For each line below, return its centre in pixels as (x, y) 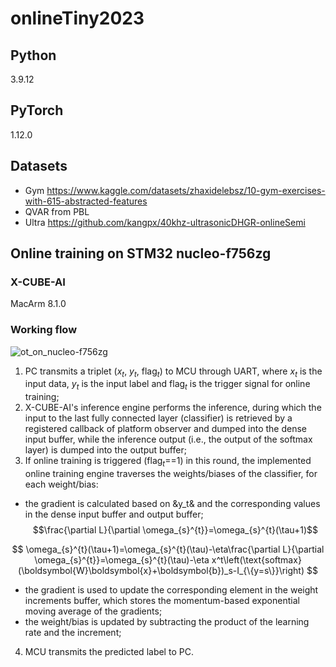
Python (33, 55)
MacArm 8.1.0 (38, 304)
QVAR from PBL (57, 211)
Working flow (44, 330)
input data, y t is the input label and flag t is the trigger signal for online (167, 385)
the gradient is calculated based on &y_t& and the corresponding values (172, 503)
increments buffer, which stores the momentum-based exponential (162, 600)
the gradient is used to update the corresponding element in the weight (171, 590)
